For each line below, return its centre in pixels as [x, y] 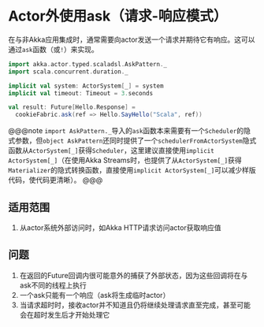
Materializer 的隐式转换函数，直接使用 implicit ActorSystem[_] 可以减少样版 [132, 170]
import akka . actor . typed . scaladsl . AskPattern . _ [88, 64]
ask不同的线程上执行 [53, 285]
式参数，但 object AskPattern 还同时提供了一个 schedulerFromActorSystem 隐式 [132, 141]
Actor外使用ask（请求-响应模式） [118, 16]
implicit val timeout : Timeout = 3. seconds [81, 93]
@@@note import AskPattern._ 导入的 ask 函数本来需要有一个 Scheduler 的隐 [129, 131]
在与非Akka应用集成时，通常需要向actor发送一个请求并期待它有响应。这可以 [132, 39]
